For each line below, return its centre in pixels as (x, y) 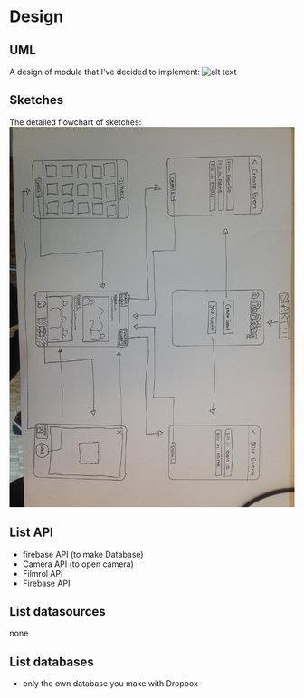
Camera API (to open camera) (78, 564)
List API (32, 533)
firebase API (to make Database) (83, 554)
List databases (52, 661)
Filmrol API (43, 573)
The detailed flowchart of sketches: (76, 122)
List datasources (57, 612)
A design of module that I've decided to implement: (105, 72)
